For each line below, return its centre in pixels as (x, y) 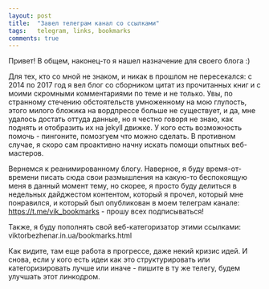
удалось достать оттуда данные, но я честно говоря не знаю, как (121, 119)
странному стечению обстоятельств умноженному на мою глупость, (128, 102)
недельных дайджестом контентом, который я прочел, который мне (126, 194)
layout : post (30, 16)
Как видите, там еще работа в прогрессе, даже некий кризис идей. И (128, 251)
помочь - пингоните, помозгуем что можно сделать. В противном (122, 136)
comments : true (34, 38)
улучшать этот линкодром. (54, 277)
